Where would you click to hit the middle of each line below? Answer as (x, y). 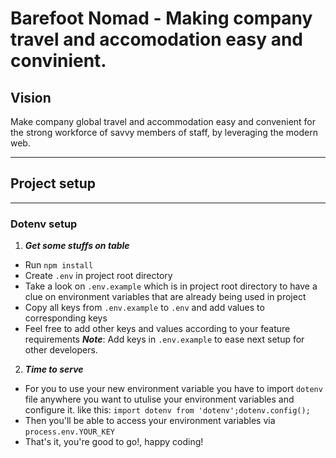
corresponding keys (66, 318)
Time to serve (54, 369)
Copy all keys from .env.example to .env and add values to (144, 308)
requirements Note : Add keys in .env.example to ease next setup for (164, 339)
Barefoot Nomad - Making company (161, 18)
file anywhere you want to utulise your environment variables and (159, 399)
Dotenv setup (44, 224)
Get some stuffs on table (77, 246)
